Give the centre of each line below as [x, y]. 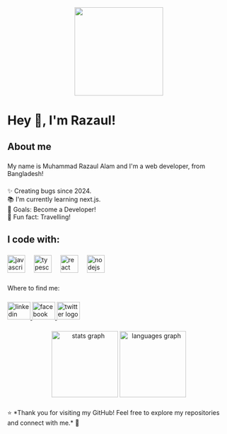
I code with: [34, 239]
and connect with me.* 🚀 [43, 423]
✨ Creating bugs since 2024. [50, 191]
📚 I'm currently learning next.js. [54, 199]
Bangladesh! [25, 173]
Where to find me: [34, 288]
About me [29, 147]
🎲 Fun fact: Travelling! [39, 217]
